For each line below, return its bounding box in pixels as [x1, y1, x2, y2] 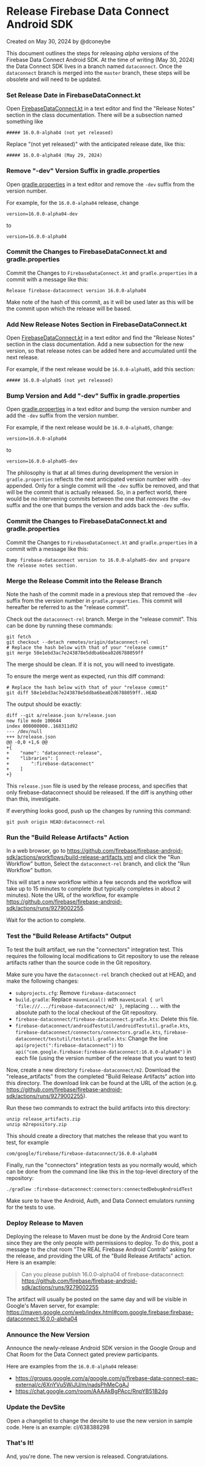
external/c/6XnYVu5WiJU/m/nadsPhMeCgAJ [15, 1381, 130, 1389]
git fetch [6, 634, 32, 640]
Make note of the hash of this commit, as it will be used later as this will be [6, 298, 194, 305]
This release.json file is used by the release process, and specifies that [6, 782, 188, 789]
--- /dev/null [6, 729, 43, 735]
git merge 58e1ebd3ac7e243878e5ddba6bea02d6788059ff [6, 650, 144, 656]
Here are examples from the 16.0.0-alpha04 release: [6, 1363, 139, 1370]
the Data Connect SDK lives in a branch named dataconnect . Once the [6, 63, 182, 70]
